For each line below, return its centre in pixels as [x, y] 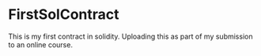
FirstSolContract [64, 15]
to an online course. [41, 44]
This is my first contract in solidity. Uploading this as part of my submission [130, 36]
